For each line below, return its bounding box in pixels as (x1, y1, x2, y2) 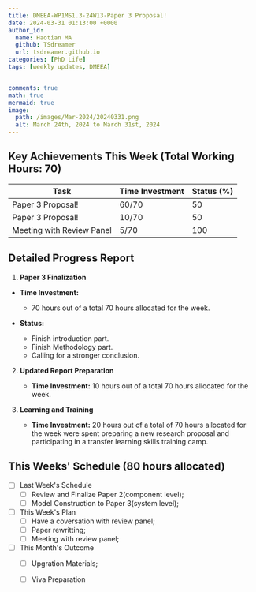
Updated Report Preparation (19, 365, 114, 375)
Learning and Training (19, 404, 94, 414)
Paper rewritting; (31, 525, 87, 534)
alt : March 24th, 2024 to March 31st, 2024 (15, 121, 160, 129)
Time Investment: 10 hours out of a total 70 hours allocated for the (31, 380, 249, 391)
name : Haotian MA (15, 33, 72, 42)
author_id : (8, 26, 44, 34)
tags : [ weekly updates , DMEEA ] (8, 63, 111, 71)
